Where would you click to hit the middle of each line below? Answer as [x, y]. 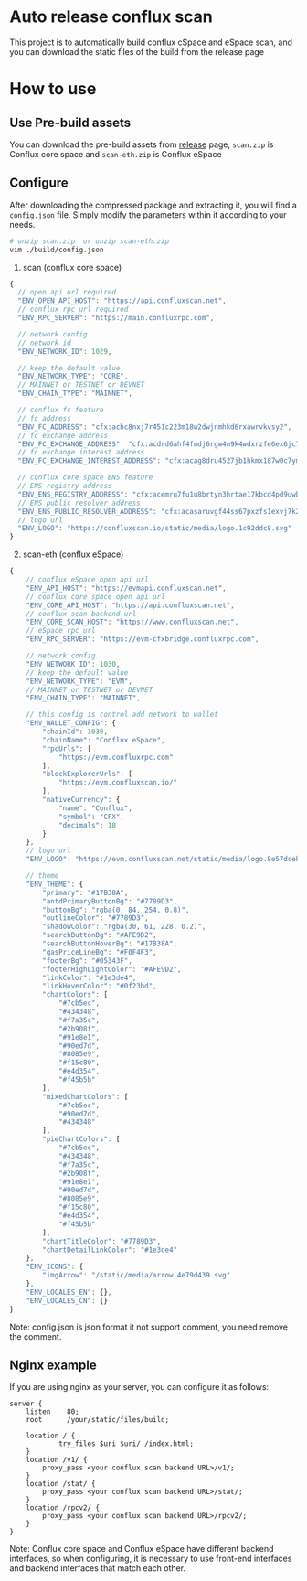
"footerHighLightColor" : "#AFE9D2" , [112, 969]
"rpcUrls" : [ [67, 748]
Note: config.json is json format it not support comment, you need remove [149, 1327]
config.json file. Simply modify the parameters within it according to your [148, 214]
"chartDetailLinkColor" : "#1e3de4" [110, 1250]
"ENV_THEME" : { [55, 884]
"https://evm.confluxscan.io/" [118, 783]
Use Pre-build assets [70, 122]
